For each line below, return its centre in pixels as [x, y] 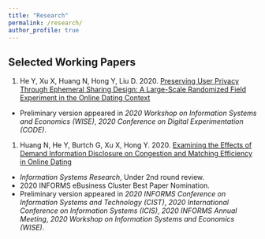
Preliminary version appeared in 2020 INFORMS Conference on [123, 194]
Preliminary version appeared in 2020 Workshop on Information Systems [138, 113]
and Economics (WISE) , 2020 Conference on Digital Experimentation [131, 121]
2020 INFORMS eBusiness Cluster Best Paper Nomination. [115, 185]
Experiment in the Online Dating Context [85, 98]
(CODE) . [33, 130]
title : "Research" [38, 15]
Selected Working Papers [72, 62]
